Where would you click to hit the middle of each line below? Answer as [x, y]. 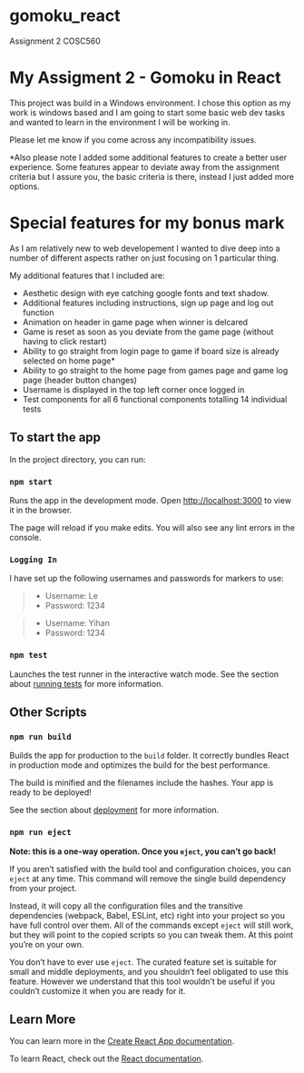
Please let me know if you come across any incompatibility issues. [133, 139]
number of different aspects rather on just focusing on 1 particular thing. [144, 258]
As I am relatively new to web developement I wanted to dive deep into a [145, 248]
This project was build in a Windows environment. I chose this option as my [150, 103]
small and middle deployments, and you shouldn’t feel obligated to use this [149, 971]
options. [25, 186]
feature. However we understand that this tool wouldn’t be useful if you [142, 981]
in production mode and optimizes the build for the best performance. [140, 765]
